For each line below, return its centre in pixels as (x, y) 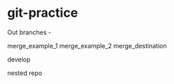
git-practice (43, 13)
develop (19, 59)
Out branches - (29, 32)
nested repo (25, 73)
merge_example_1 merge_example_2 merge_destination (87, 45)
